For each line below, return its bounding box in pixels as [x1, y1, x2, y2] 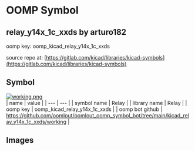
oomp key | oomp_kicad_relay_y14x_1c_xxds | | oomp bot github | [6, 106, 163, 113]
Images [6, 135, 34, 145]
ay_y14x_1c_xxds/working [6, 118, 66, 125]
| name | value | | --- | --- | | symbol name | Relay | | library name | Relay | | [6, 99, 187, 106]
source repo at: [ [6, 54, 46, 61]
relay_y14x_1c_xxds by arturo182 [6, 27, 127, 37]
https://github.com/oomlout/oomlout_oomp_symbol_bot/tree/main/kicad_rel [6, 111, 190, 119]
